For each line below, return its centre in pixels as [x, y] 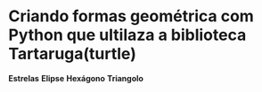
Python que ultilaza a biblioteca [127, 35]
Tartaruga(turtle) [73, 54]
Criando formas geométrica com [131, 16]
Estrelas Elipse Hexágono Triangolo [76, 78]
